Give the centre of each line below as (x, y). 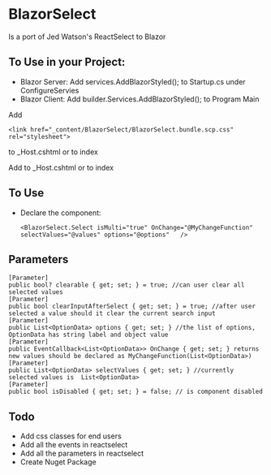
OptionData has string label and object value (88, 335)
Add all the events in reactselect (74, 445)
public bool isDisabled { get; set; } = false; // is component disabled (136, 392)
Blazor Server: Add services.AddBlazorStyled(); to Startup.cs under (133, 81)
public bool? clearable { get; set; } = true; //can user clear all (127, 285)
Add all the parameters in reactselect (82, 453)
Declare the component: (60, 213)
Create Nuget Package (58, 462)
